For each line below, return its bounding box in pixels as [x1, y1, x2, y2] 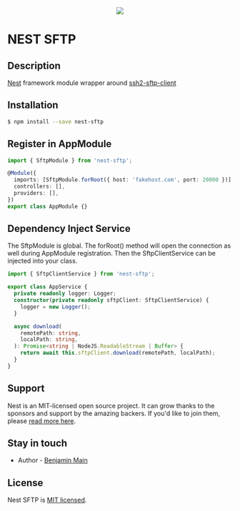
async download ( [14, 323, 62, 330]
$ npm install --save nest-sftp [7, 118, 104, 125]
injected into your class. [7, 257, 78, 265]
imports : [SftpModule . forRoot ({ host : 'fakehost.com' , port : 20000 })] [14, 176, 232, 183]
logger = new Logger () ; [20, 303, 91, 310]
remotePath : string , [20, 329, 81, 337]
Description [7, 59, 61, 71]
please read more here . [7, 416, 76, 425]
